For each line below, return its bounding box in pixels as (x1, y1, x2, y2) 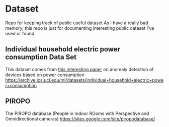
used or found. (5, 30, 36, 36)
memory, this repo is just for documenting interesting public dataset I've (5, 25, 154, 31)
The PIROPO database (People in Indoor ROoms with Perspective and (5, 110, 149, 116)
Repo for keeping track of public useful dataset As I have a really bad (5, 20, 148, 26)
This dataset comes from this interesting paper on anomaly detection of (5, 66, 154, 72)
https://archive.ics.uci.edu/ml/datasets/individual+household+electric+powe (5, 77, 164, 83)
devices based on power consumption (5, 72, 84, 78)
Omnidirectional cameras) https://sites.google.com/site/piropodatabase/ (5, 115, 155, 121)
